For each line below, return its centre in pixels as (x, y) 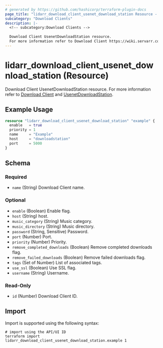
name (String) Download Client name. (48, 187)
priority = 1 (23, 130)
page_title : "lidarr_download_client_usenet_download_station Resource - (81, 14)
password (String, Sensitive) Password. (50, 231)
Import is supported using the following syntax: (52, 323)
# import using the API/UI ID (36, 332)
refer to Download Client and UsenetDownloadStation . (59, 94)
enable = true (26, 125)
